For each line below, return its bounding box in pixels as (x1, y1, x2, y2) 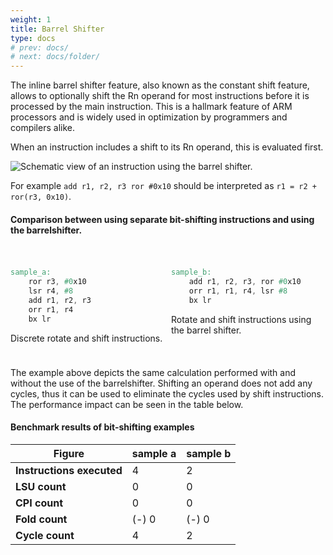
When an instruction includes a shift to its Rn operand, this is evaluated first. (10, 141, 324, 153)
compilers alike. (10, 122, 75, 134)
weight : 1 (10, 14, 52, 25)
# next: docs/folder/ (10, 52, 101, 62)
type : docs (10, 33, 56, 43)
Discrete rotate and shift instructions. (10, 332, 163, 344)
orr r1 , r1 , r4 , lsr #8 (188, 286, 288, 296)
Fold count (15, 512, 68, 526)
